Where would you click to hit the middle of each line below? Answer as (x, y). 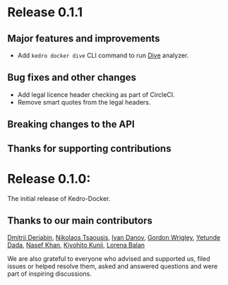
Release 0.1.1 (45, 12)
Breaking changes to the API (71, 124)
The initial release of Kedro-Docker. (59, 198)
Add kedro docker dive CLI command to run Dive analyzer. (103, 55)
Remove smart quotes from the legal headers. (84, 102)
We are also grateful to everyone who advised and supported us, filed (109, 259)
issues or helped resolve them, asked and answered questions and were (113, 267)
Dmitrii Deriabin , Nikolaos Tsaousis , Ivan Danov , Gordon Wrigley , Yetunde (114, 238)
